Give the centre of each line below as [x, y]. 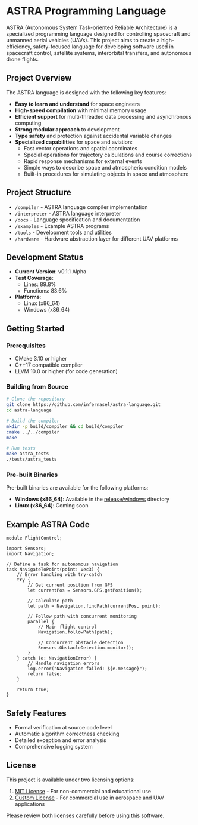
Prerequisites [26, 346]
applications [30, 804]
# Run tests [21, 448]
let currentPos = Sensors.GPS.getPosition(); [85, 590]
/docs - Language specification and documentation [77, 220]
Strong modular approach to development [67, 129]
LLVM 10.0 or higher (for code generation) [66, 371]
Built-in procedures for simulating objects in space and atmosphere [106, 174]
